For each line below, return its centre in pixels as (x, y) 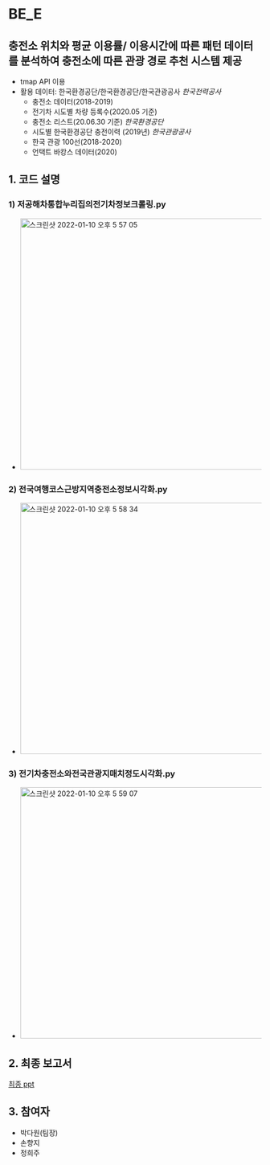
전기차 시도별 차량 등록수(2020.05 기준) (95, 112)
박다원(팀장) (39, 1132)
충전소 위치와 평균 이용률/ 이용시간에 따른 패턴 (115, 45)
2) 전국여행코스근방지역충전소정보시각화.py (88, 489)
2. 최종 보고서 (40, 1063)
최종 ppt (21, 1084)
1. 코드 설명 (34, 180)
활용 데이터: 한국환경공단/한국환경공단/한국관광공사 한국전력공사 (121, 92)
